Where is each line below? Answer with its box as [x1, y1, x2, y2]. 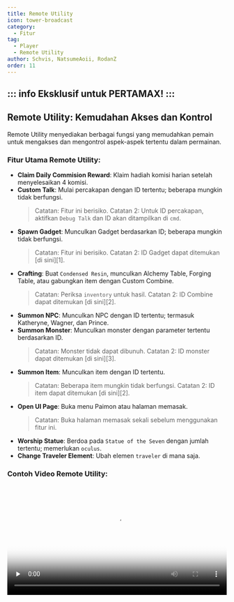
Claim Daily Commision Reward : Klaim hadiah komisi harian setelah [17, 171, 212, 179]
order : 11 [7, 62, 36, 69]
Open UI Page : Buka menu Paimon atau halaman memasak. [17, 402, 188, 411]
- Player [13, 43, 39, 50]
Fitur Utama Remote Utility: [7, 155, 101, 165]
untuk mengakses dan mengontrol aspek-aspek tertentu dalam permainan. [7, 137, 221, 146]
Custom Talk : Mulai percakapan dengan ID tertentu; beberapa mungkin [17, 186, 223, 194]
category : [7, 23, 36, 30]
